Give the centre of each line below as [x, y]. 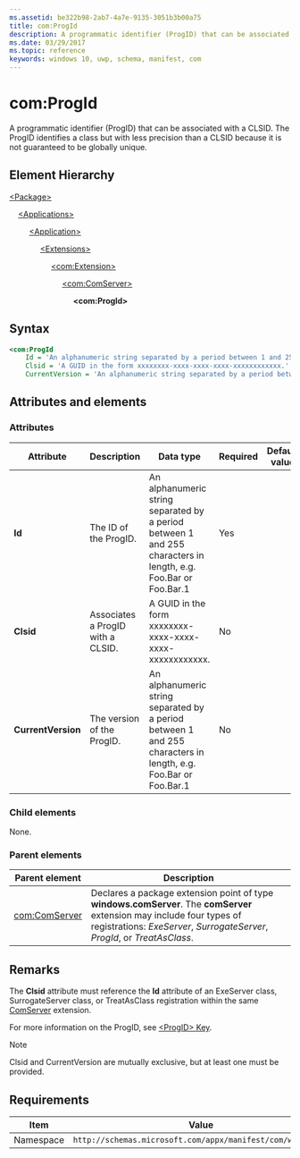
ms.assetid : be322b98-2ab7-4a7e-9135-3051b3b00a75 [105, 17]
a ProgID [108, 625]
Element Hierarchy [62, 175]
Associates [112, 614]
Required [238, 456]
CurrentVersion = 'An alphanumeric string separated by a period [150, 375]
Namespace [39, 1139]
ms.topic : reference [48, 51]
